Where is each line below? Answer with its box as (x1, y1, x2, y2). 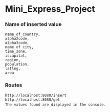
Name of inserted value (5, 21, 62, 28)
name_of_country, (5, 32, 41, 37)
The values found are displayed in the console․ (5, 102, 106, 107)
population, (5, 62, 29, 67)
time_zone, (5, 49, 27, 54)
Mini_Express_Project (5, 3, 95, 15)
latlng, (5, 66, 21, 71)
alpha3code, (5, 41, 29, 45)
